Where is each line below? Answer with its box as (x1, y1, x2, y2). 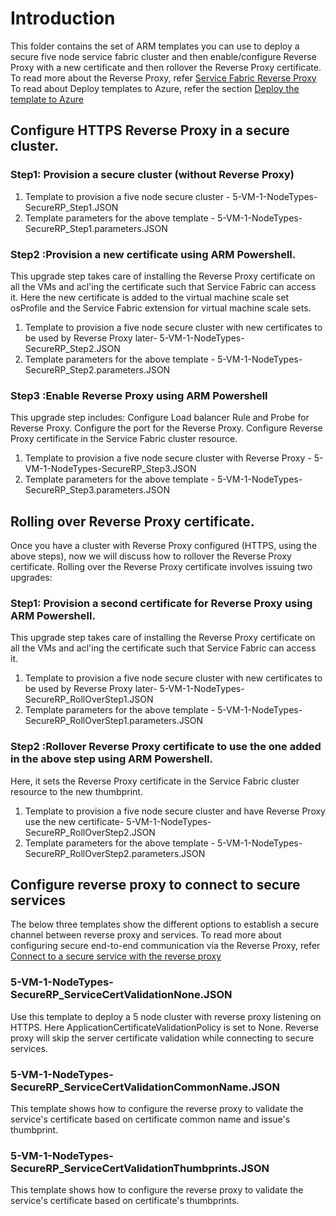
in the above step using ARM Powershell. (10, 752, 213, 766)
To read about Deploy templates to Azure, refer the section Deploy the (10, 82, 300, 94)
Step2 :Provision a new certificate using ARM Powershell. (10, 247, 297, 261)
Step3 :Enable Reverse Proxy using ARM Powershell (10, 388, 268, 402)
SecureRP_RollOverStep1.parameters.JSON (24, 715, 204, 727)
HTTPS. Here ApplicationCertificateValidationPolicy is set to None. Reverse (10, 1021, 320, 1033)
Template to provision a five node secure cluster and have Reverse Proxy (24, 805, 326, 817)
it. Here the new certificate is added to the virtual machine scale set (10, 291, 290, 303)
